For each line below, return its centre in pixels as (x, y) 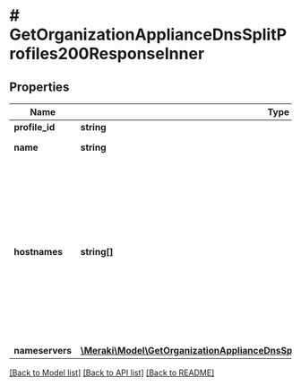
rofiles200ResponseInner (107, 54)
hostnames (38, 252)
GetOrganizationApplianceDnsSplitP (148, 35)
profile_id (34, 127)
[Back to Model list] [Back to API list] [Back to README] (112, 373)
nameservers (43, 351)
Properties (39, 87)
